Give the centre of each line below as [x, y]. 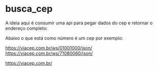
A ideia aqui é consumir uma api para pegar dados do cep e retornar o [79, 23]
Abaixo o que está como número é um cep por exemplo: [64, 38]
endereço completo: [27, 28]
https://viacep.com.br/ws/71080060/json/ [49, 53]
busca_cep [29, 9]
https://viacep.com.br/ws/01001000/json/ [49, 48]
